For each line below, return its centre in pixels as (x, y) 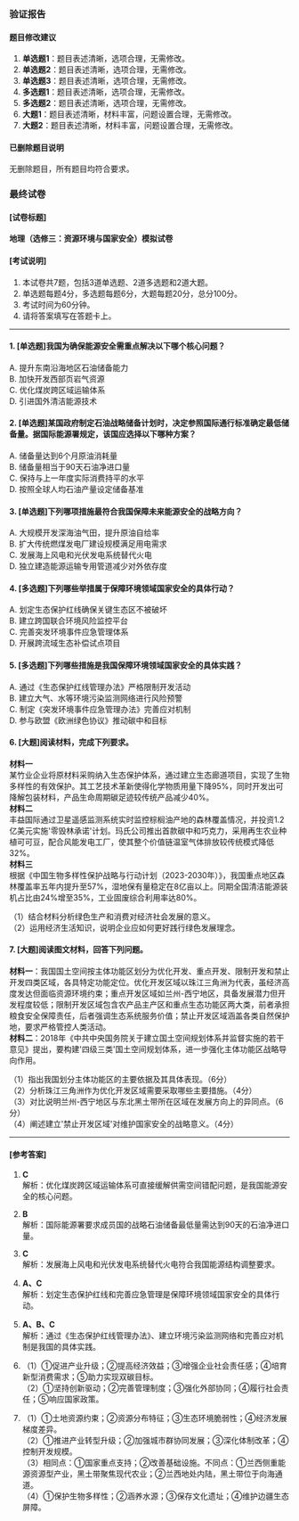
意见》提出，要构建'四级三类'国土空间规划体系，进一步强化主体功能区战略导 (148, 1049)
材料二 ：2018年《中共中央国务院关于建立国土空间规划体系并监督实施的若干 (147, 1038)
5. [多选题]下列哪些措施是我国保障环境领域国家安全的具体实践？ (126, 665)
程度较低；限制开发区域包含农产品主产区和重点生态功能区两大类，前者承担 (153, 1005)
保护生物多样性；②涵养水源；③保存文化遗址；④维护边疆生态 (171, 1496)
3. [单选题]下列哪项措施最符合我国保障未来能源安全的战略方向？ (126, 511)
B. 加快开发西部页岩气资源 (57, 378)
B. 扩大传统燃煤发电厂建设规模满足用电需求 (88, 544)
